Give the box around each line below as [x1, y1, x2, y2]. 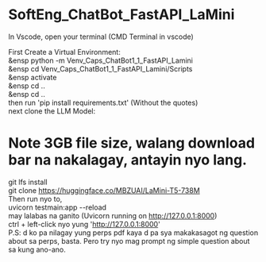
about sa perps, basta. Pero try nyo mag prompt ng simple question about [8, 236, 250, 245]
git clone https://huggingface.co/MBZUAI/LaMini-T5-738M [8, 185, 200, 195]
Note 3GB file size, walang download [8, 134, 256, 152]
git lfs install [8, 177, 48, 187]
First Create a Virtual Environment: [8, 47, 121, 56]
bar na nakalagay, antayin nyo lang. [8, 151, 248, 169]
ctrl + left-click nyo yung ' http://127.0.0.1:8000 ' [8, 219, 160, 229]
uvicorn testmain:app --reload [8, 202, 107, 212]
